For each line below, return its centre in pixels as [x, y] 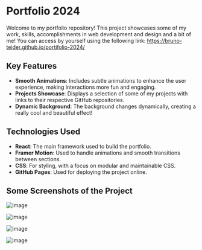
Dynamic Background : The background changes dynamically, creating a [105, 106]
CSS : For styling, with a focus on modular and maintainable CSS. [95, 165]
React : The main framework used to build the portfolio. [83, 146]
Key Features [32, 66]
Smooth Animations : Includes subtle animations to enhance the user [101, 80]
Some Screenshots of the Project [69, 191]
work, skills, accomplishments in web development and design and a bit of [99, 34]
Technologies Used [43, 132]
